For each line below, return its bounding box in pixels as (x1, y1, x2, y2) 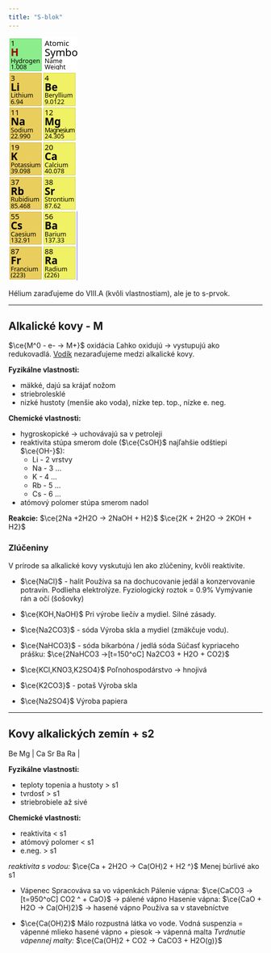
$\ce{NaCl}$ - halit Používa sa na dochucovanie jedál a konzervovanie (19, 576, 256, 586)
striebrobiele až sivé (19, 797, 88, 807)
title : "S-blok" (8, 13, 63, 21)
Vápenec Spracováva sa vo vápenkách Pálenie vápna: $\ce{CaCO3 (19, 885, 244, 895)
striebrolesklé (19, 389, 66, 399)
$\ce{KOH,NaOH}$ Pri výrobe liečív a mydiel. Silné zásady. (19, 609, 216, 618)
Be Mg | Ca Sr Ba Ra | (8, 748, 81, 758)
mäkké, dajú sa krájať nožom (19, 381, 116, 390)
